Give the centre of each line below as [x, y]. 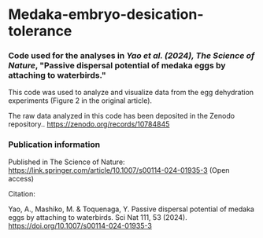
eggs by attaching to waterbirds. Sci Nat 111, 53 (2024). [98, 217]
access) [21, 178]
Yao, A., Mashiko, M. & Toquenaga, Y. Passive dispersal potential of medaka [131, 209]
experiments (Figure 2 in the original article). [80, 101]
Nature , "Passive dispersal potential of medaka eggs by [117, 66]
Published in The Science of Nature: [67, 162]
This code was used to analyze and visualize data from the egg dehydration [131, 93]
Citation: [22, 193]
